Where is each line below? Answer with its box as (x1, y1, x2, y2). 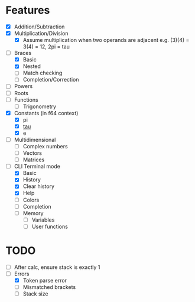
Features (5, 4, 50, 17)
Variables (31, 216, 55, 223)
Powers (14, 83, 33, 90)
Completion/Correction (22, 76, 79, 83)
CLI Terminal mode (14, 163, 60, 170)
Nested (22, 63, 41, 70)
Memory (22, 209, 44, 216)
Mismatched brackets (22, 283, 76, 290)
